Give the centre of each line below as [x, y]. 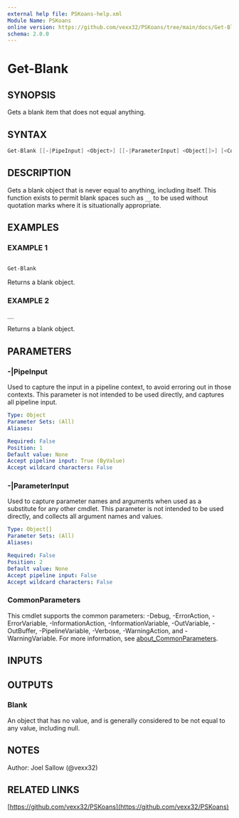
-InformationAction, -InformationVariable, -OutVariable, [130, 623]
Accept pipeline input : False [52, 575]
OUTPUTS [30, 685]
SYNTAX [27, 135]
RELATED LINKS [43, 790]
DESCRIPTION [39, 173]
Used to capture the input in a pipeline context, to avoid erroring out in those [119, 387]
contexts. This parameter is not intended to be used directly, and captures [116, 394]
